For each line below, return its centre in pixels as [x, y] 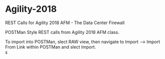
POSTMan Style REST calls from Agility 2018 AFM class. [62, 32]
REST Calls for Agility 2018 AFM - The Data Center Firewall [65, 23]
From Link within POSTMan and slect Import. [51, 47]
